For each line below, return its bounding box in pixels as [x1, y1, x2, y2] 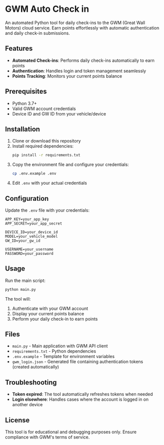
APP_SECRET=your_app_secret [5, 221, 63, 226]
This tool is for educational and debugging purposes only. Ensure [5, 429, 137, 435]
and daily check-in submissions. [5, 30, 70, 36]
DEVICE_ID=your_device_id [5, 229, 58, 234]
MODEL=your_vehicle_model [5, 234, 58, 239]
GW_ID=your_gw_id [5, 238, 41, 243]
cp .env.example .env [12, 171, 56, 176]
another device [12, 402, 43, 408]
